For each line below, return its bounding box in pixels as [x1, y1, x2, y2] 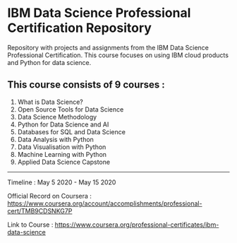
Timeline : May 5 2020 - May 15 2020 [7, 178, 116, 186]
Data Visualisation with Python [17, 143, 107, 151]
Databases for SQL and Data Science [17, 127, 126, 136]
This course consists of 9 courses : [7, 79, 166, 91]
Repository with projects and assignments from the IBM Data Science [7, 43, 209, 52]
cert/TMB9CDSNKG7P [7, 206, 73, 215]
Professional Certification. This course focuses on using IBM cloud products [7, 51, 229, 59]
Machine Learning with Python [17, 150, 107, 158]
